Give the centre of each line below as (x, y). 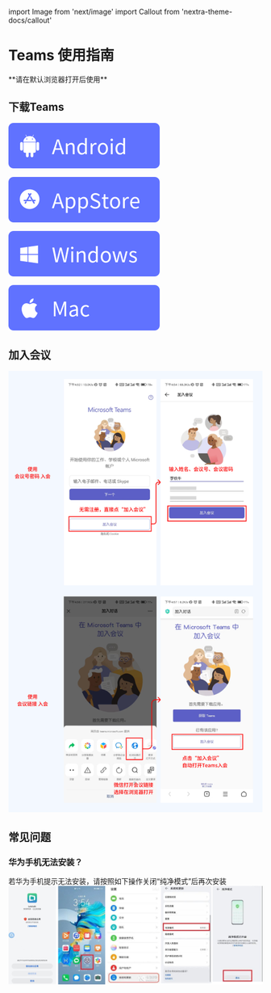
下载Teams (36, 107)
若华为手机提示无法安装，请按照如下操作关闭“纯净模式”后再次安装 (118, 881)
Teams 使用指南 (61, 55)
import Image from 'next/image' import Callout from (94, 12)
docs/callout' (30, 20)
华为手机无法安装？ (46, 862)
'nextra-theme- (206, 12)
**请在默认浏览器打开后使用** (58, 79)
